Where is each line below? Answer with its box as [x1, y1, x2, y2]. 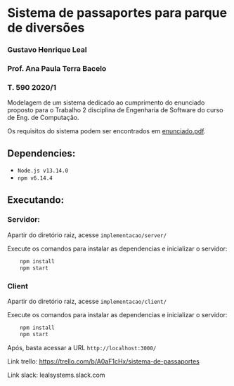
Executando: [7, 194, 65, 206]
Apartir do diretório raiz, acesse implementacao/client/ [7, 297, 167, 305]
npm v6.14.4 [17, 175, 53, 182]
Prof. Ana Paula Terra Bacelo [7, 64, 107, 74]
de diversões [7, 20, 85, 36]
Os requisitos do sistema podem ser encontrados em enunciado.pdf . [7, 127, 206, 135]
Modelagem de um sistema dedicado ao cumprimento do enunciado [7, 98, 205, 107]
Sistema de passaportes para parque [7, 5, 227, 21]
